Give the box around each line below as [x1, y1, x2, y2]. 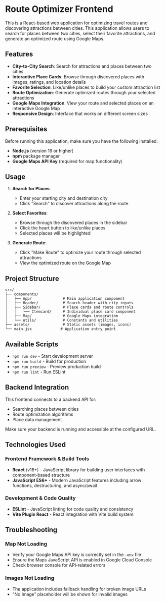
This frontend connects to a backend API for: [5, 396, 97, 402]
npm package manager [12, 153, 60, 159]
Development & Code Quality [5, 494, 76, 501]
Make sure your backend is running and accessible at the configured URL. [5, 426, 156, 432]
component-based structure [12, 472, 70, 478]
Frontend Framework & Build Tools [5, 455, 89, 462]
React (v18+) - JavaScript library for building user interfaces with [12, 467, 145, 473]
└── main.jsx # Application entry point [5, 327, 116, 331]
